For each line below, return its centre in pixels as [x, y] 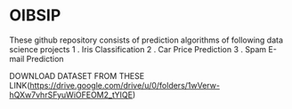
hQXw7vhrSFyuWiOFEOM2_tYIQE [71, 95]
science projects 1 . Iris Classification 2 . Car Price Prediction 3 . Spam [138, 49]
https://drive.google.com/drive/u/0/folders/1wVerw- [125, 85]
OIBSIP [35, 16]
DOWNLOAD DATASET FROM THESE [77, 75]
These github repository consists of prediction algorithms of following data [146, 40]
